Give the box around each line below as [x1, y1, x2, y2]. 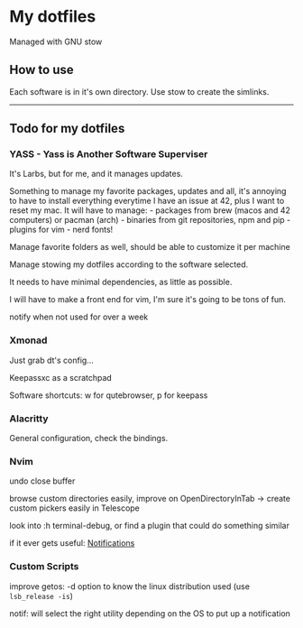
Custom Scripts [9, 560, 79, 573]
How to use [9, 62, 74, 78]
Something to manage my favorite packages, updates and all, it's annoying [9, 186, 287, 197]
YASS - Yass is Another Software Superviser [9, 148, 208, 161]
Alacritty [9, 412, 49, 425]
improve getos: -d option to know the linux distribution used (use [9, 580, 251, 592]
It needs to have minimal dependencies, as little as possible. [9, 277, 233, 288]
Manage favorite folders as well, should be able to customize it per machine [9, 242, 290, 253]
